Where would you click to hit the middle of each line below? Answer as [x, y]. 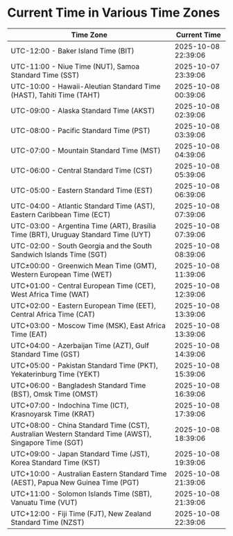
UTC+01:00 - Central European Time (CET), [83, 286]
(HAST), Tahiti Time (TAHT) [55, 95]
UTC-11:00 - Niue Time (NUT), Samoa [75, 66]
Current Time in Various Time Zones [114, 13]
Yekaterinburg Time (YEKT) [55, 374]
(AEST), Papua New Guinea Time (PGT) [75, 482]
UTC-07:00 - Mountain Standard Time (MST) [86, 150]
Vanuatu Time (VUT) [44, 502]
